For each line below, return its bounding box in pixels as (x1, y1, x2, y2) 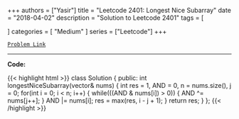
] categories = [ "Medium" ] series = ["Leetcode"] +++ (7, 28, 167, 35)
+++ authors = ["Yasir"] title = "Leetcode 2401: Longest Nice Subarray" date (7, 6, 231, 14)
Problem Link (7, 41, 46, 48)
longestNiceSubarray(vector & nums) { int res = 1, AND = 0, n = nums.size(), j (7, 81, 232, 89)
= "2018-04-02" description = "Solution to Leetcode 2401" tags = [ (7, 13, 204, 22)
